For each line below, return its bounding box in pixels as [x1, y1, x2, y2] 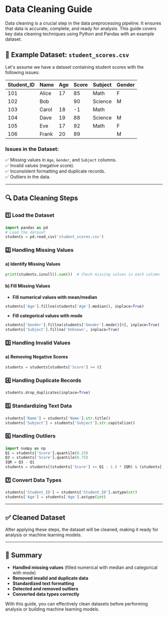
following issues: [5, 69, 40, 75]
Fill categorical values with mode [12, 313, 82, 319]
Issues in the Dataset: [5, 145, 59, 152]
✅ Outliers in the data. [5, 174, 51, 180]
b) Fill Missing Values [5, 282, 50, 289]
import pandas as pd [5, 225, 48, 230]
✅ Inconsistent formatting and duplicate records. [5, 168, 106, 174]
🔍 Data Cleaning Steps [5, 194, 78, 203]
